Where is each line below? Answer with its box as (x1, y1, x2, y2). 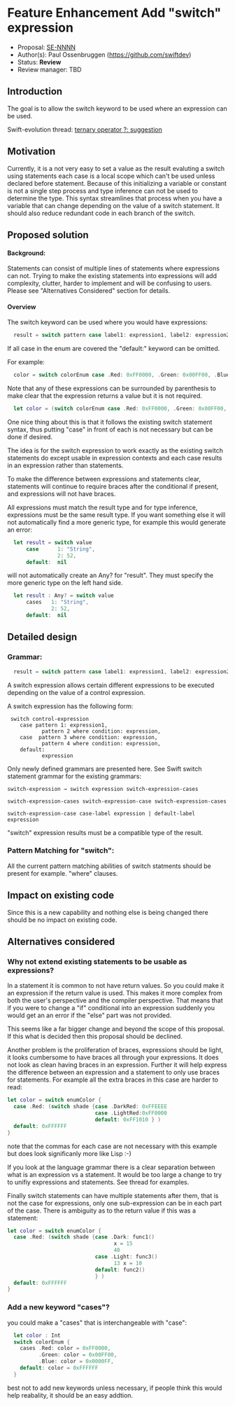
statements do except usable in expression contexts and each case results (7, 453, 222, 462)
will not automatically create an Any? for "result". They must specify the (7, 571, 214, 579)
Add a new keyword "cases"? (7, 1302, 110, 1312)
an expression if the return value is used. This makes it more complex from (7, 989, 222, 998)
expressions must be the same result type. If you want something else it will (7, 510, 226, 519)
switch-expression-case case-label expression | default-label (7, 810, 196, 817)
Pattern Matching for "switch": (7, 846, 115, 855)
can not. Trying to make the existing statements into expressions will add (7, 272, 217, 280)
